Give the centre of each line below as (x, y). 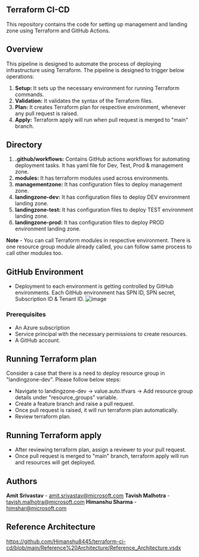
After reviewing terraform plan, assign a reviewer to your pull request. (100, 450)
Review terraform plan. (43, 417)
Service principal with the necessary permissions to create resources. (101, 334)
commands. (29, 94)
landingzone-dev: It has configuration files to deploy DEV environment (102, 197)
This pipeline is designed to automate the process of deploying (84, 64)
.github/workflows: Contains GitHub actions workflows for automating (102, 159)
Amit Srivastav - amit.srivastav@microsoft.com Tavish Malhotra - (88, 496)
